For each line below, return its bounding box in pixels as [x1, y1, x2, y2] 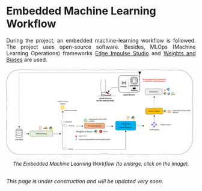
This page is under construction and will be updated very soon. [6, 178, 164, 185]
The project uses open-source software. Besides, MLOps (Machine [6, 43, 196, 50]
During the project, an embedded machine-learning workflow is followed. [6, 37, 196, 44]
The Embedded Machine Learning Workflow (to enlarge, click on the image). [13, 160, 189, 168]
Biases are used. [6, 56, 47, 63]
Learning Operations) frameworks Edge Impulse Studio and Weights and [6, 49, 196, 56]
